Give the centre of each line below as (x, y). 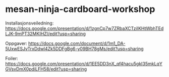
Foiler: (12, 58)
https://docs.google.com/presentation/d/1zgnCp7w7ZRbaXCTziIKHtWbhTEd (84, 28)
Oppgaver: (16, 43)
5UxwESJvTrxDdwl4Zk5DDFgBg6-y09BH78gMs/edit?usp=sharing (74, 48)
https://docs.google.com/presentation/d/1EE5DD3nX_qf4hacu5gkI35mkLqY (84, 63)
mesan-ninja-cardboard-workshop (80, 9)
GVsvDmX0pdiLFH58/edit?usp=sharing (46, 69)
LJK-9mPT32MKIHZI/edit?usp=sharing (45, 33)
